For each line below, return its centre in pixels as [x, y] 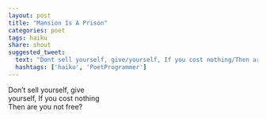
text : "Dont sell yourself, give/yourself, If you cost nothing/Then [132, 60]
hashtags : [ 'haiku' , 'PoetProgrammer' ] [81, 67]
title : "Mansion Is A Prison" [58, 23]
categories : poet [37, 30]
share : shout [30, 45]
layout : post [30, 15]
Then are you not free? [46, 106]
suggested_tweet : [37, 52]
